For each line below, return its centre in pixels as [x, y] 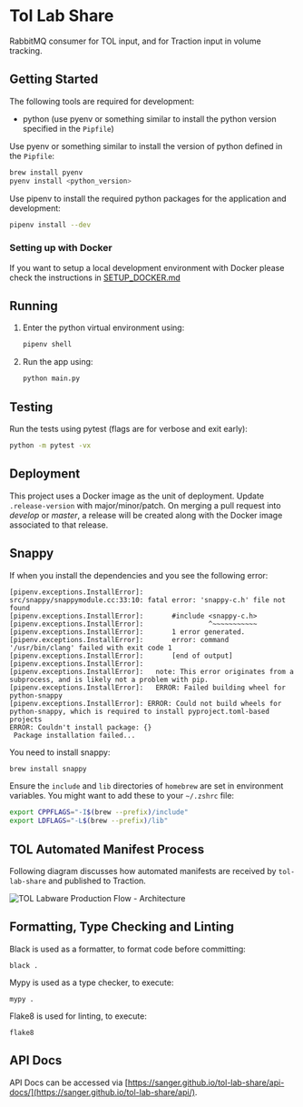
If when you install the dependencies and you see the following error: [139, 575]
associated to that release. [59, 525]
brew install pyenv [46, 172]
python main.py [51, 378]
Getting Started [54, 80]
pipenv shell [47, 345]
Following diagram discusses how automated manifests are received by [143, 871]
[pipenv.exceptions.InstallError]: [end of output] [121, 656]
